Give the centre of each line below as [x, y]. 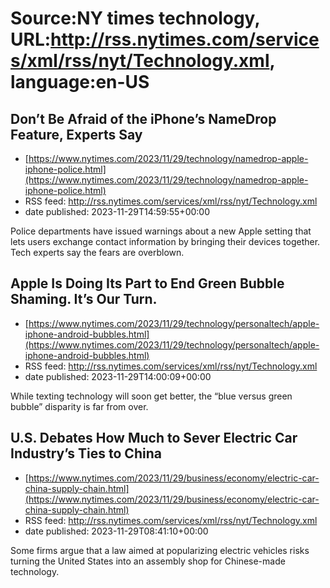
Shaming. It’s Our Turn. [84, 299]
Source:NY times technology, [135, 18]
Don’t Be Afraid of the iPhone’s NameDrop [143, 118]
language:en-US [80, 82]
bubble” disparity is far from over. [79, 406]
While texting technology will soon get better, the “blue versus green [151, 396]
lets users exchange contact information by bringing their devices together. [165, 241]
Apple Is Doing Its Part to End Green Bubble [147, 283]
